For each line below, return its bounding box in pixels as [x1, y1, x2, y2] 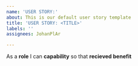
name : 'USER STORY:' [6, 8, 59, 15]
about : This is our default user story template [6, 14, 131, 20]
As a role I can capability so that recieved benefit [6, 53, 132, 60]
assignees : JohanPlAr [6, 31, 61, 37]
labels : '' [6, 25, 34, 32]
